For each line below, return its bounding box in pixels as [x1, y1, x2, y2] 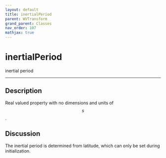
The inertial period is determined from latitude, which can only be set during [5, 143, 160, 149]
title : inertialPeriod [5, 12, 52, 17]
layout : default [5, 7, 39, 12]
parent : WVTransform [5, 16, 48, 21]
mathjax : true [5, 30, 35, 35]
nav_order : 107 [5, 26, 37, 31]
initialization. [5, 148, 31, 154]
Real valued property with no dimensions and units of [5, 100, 114, 106]
